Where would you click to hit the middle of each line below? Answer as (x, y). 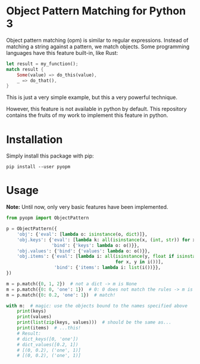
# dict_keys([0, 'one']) (48, 339)
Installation (35, 139)
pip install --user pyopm (38, 167)
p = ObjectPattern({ (32, 229)
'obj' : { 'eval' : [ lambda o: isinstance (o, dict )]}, (82, 234)
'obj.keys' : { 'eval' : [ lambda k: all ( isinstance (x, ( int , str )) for (104, 240)
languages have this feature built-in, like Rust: (62, 53)
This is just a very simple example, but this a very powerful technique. (92, 97)
